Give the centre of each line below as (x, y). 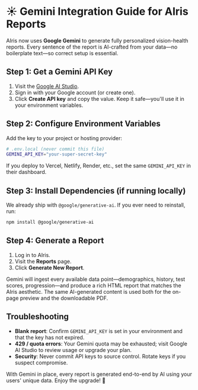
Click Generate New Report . (49, 267)
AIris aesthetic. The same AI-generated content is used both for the (89, 291)
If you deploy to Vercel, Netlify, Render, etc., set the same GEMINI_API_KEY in (99, 166)
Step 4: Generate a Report (55, 241)
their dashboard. (26, 172)
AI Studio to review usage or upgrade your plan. (73, 350)
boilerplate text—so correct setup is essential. (62, 53)
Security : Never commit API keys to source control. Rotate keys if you (100, 356)
